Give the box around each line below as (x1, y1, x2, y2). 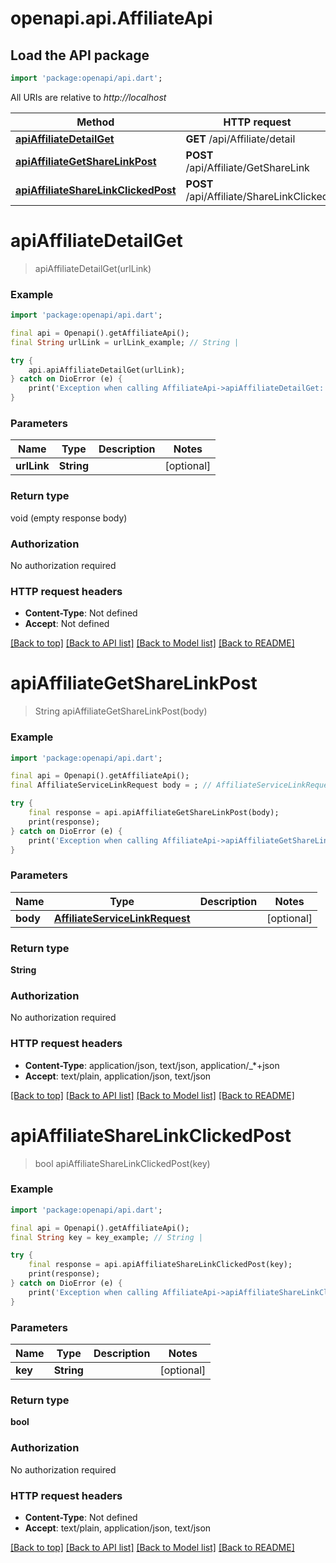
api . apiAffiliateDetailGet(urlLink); (28, 365, 186, 375)
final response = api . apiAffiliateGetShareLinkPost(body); (28, 808, 280, 818)
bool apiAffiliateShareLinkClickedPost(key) (34, 1157, 211, 1169)
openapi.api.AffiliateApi (10, 7, 213, 30)
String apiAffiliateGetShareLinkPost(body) (34, 705, 208, 717)
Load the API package (10, 47, 150, 64)
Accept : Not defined (24, 618, 110, 630)
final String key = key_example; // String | (10, 1232, 203, 1242)
